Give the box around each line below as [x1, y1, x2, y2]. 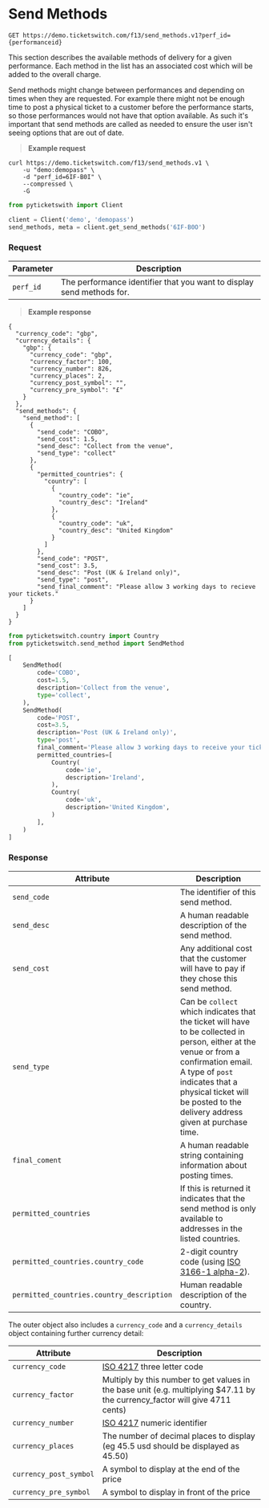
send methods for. [60, 286, 130, 297]
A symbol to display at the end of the [102, 1463, 240, 1474]
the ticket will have [179, 1016, 251, 1027]
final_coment [12, 1155, 62, 1165]
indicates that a [179, 1076, 238, 1087]
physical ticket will [179, 1086, 250, 1097]
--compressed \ [22, 180, 74, 188]
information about [179, 1159, 247, 1171]
